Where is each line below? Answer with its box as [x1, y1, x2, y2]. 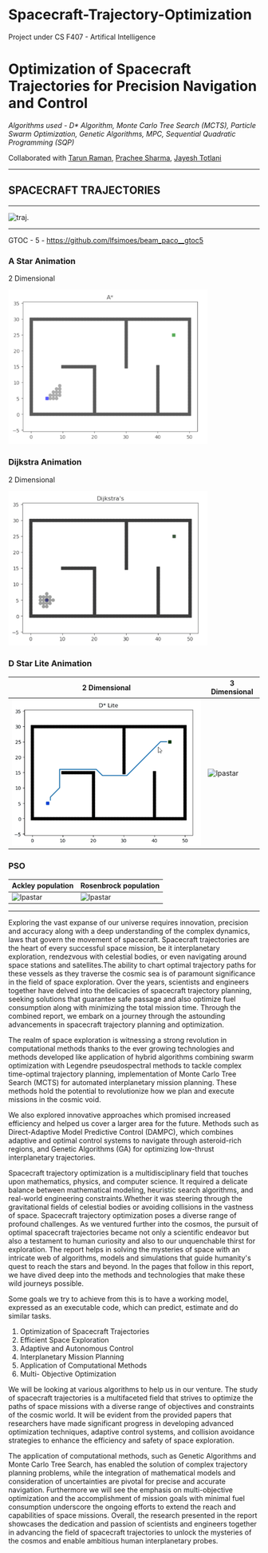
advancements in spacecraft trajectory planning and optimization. [8, 1020, 225, 1029]
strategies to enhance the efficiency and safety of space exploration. [8, 1435, 235, 1445]
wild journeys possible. [8, 1278, 84, 1288]
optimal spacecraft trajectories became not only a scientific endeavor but [8, 1228, 250, 1237]
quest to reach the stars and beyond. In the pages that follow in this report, [8, 1261, 254, 1271]
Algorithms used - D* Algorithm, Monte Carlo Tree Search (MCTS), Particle [8, 120, 257, 130]
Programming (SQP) [8, 138, 75, 147]
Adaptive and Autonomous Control [19, 1343, 134, 1353]
